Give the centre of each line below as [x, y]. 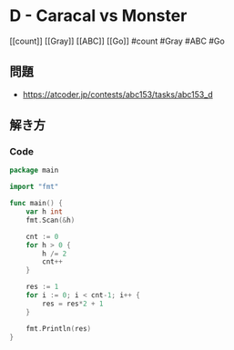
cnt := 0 [42, 236]
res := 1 [42, 287]
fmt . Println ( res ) [59, 328]
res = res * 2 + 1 [73, 304]
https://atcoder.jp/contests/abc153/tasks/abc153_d [117, 94]
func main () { [36, 204]
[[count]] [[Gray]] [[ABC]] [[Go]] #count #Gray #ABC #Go [117, 41]
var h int [45, 212]
